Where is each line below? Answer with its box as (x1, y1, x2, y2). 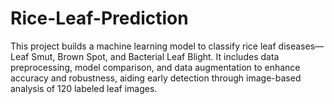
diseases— (278, 40, 325, 52)
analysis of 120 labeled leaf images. (10, 82, 158, 94)
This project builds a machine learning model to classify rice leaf (10, 40, 277, 52)
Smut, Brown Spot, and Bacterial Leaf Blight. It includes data (31, 50, 280, 62)
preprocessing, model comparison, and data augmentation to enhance (10, 61, 301, 73)
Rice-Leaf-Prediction (10, 7, 189, 30)
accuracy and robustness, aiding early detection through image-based (10, 72, 302, 84)
